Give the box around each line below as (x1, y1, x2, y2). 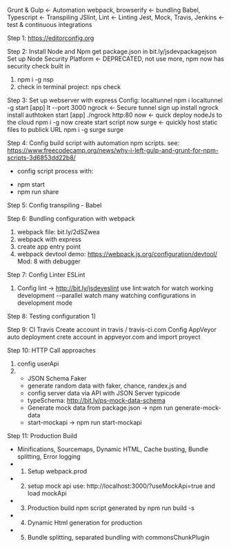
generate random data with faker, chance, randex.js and (27, 381, 187, 390)
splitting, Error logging (17, 453, 81, 460)
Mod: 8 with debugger (17, 257, 81, 265)
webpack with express (17, 235, 81, 243)
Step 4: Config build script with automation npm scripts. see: (7, 139, 180, 147)
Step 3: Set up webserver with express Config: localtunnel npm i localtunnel (7, 96, 223, 104)
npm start (17, 180, 45, 189)
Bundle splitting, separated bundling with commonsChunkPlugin (27, 533, 210, 541)
